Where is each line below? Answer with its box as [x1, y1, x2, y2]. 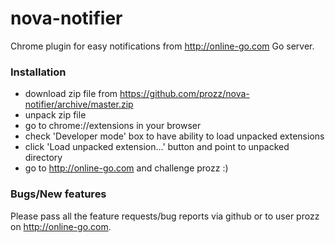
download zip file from [24, 88, 118, 100]
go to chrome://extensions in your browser [24, 120, 202, 132]
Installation [10, 65, 67, 79]
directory [24, 152, 63, 164]
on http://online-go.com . [10, 220, 112, 232]
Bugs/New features [10, 187, 107, 201]
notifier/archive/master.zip [24, 98, 134, 111]
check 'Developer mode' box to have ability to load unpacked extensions [24, 130, 325, 142]
